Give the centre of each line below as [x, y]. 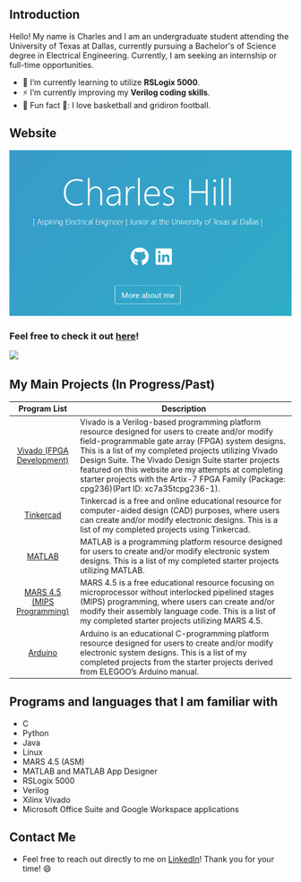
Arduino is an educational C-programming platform [175, 633]
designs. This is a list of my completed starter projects [180, 561]
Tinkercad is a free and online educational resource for [181, 501]
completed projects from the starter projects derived [176, 662]
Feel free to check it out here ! [74, 336]
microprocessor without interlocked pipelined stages [177, 592]
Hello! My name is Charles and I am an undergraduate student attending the [149, 36]
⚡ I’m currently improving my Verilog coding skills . [116, 92]
